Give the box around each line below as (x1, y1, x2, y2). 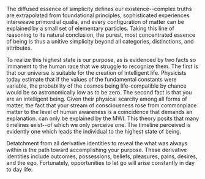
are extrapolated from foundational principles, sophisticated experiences (6, 12, 190, 19)
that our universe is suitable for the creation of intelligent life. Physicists (6, 69, 187, 76)
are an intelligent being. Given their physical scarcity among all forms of (6, 95, 188, 102)
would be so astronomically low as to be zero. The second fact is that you (6, 89, 192, 96)
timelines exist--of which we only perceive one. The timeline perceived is (6, 121, 191, 128)
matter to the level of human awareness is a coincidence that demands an (6, 109, 193, 115)
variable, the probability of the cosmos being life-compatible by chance (6, 82, 187, 89)
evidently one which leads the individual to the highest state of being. (6, 128, 182, 135)
